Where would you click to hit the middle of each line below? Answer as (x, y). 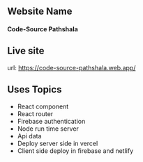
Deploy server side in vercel (58, 143)
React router (35, 113)
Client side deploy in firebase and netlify (75, 151)
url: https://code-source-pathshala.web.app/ (71, 67)
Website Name (40, 11)
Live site (26, 51)
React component (43, 106)
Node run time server (48, 129)
